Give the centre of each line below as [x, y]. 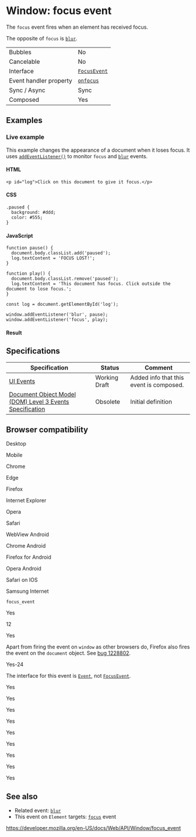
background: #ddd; [34, 213]
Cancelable [24, 62]
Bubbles [20, 52]
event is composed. [157, 385]
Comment [159, 367]
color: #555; [27, 218]
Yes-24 [15, 665]
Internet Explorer [26, 501]
